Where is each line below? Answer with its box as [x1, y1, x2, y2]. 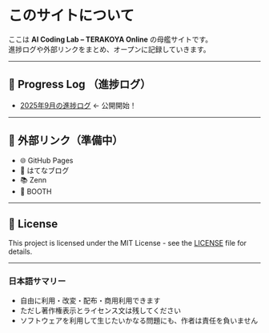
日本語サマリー [8, 276, 66, 287]
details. [8, 247, 33, 256]
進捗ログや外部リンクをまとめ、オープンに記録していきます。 [8, 44, 211, 54]
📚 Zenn [19, 175, 46, 184]
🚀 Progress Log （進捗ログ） [8, 78, 151, 91]
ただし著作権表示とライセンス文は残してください [19, 305, 182, 315]
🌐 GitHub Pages [19, 155, 74, 165]
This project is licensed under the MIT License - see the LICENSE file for [8, 239, 247, 248]
